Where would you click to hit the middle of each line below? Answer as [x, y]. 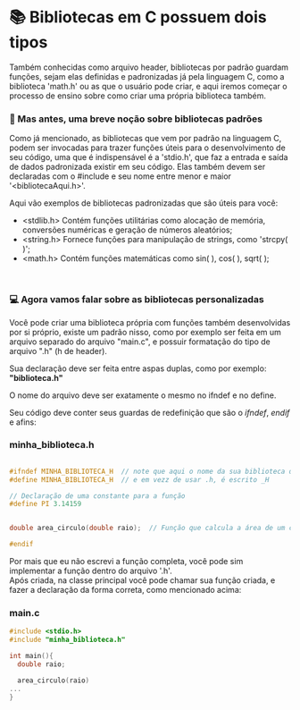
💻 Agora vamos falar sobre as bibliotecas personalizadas [137, 300]
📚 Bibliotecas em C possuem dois [138, 17]
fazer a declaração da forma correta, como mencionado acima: [125, 590]
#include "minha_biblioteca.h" [67, 640]
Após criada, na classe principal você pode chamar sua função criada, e [142, 580]
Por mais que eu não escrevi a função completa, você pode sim [126, 562]
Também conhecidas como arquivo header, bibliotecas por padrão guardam [149, 67]
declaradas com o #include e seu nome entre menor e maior [121, 176]
